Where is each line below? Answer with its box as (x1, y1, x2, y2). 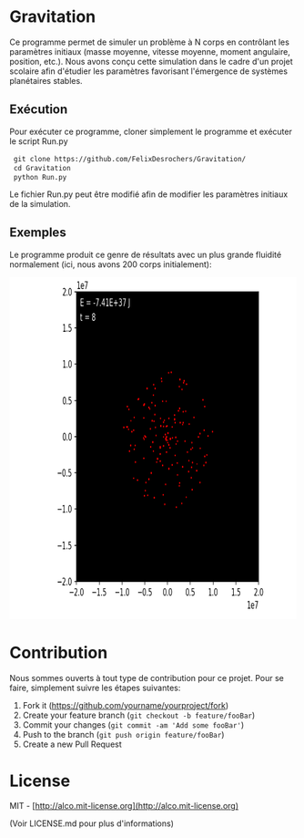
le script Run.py (9, 135, 68, 147)
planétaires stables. (9, 75, 84, 86)
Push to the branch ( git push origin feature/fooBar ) (22, 729, 225, 740)
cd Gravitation (13, 163, 71, 172)
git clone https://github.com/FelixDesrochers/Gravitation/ (13, 154, 247, 163)
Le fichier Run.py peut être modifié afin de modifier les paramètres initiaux (9, 189, 289, 200)
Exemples (9, 225, 66, 241)
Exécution (9, 102, 68, 118)
